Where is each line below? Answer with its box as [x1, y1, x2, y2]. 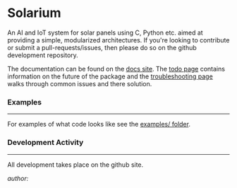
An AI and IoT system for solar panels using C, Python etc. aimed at [7, 28, 203, 37]
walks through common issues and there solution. [7, 79, 152, 88]
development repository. [7, 51, 79, 59]
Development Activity [7, 138, 84, 148]
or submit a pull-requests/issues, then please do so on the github [7, 43, 197, 52]
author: [7, 174, 29, 182]
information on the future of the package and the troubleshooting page [7, 72, 213, 81]
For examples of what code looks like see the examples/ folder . [7, 120, 190, 129]
